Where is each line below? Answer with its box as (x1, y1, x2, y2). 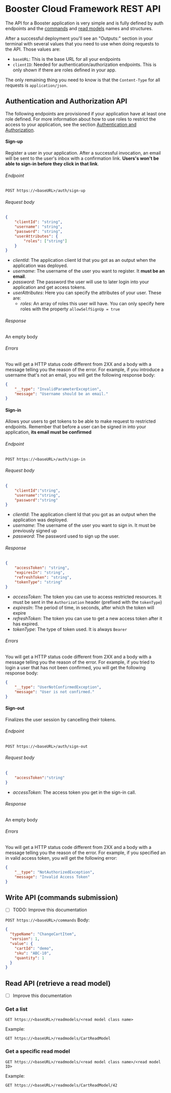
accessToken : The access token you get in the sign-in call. (12, 789, 136, 795)
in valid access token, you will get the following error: (5, 855, 117, 861)
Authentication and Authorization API (5, 97, 128, 106)
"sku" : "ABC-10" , (14, 951, 52, 956)
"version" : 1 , (10, 936, 40, 942)
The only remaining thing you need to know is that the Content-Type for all (5, 77, 160, 83)
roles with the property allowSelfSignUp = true (20, 306, 120, 312)
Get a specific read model (5, 1048, 70, 1055)
